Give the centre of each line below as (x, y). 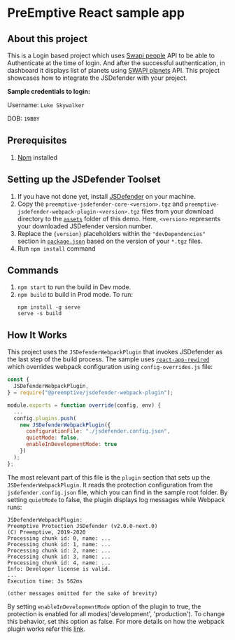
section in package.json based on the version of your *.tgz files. (110, 241)
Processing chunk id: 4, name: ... (59, 563)
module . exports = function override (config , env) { (84, 405)
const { (19, 380)
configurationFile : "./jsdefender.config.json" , (98, 431)
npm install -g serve (49, 307)
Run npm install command (56, 248)
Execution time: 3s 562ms (45, 581)
